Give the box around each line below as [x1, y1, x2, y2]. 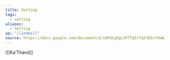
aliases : [5, 21, 24, 27]
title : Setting [5, 7, 37, 13]
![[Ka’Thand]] [5, 49, 33, 55]
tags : [5, 12, 17, 17]
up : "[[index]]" [5, 31, 39, 36]
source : [5, 36, 22, 41]
